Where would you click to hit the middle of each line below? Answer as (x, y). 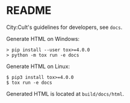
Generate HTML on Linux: (38, 66)
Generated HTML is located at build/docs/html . (65, 93)
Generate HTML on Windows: (43, 39)
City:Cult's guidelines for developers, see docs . (64, 27)
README (29, 11)
